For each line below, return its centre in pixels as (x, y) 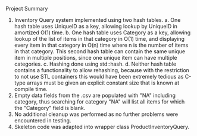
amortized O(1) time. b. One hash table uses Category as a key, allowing (102, 33)
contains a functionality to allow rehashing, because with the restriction (102, 70)
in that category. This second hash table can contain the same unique (100, 51)
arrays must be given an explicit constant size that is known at (103, 83)
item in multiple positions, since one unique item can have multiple (96, 58)
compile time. (31, 89)
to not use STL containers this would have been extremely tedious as (99, 77)
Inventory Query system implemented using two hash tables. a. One (97, 20)
